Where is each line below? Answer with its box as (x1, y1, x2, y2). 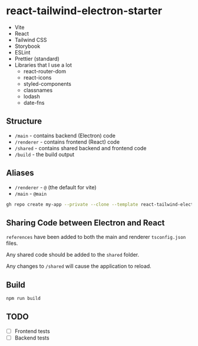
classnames (23, 86, 53, 93)
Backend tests (14, 334, 49, 341)
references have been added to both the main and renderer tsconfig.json (6, 234, 186, 241)
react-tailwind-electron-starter (6, 4, 163, 18)
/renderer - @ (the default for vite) (14, 183, 97, 190)
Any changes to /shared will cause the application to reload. (6, 263, 151, 270)
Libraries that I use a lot (14, 61, 72, 69)
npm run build (6, 296, 41, 302)
